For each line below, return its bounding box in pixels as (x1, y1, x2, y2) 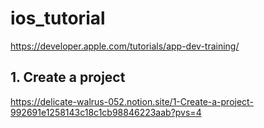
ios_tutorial (10, 7, 106, 30)
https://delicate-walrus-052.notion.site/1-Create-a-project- (10, 95, 254, 107)
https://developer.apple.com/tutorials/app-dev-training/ (10, 40, 240, 52)
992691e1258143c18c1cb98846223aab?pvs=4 (10, 106, 202, 118)
